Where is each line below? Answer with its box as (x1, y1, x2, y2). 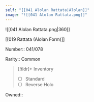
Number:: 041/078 (5, 46, 43, 52)
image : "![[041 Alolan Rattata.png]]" (5, 12, 87, 17)
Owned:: (5, 91, 23, 97)
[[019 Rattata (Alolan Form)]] (5, 36, 65, 42)
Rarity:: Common (5, 56, 41, 62)
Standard (25, 75, 45, 82)
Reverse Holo (25, 81, 54, 87)
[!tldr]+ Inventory (17, 66, 54, 72)
